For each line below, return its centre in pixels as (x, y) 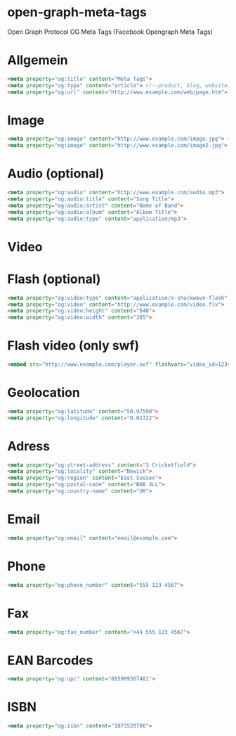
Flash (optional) (54, 279)
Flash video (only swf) (73, 346)
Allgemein (38, 60)
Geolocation (44, 393)
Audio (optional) (55, 174)
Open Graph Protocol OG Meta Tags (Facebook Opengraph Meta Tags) (110, 32)
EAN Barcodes (50, 660)
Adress (29, 446)
